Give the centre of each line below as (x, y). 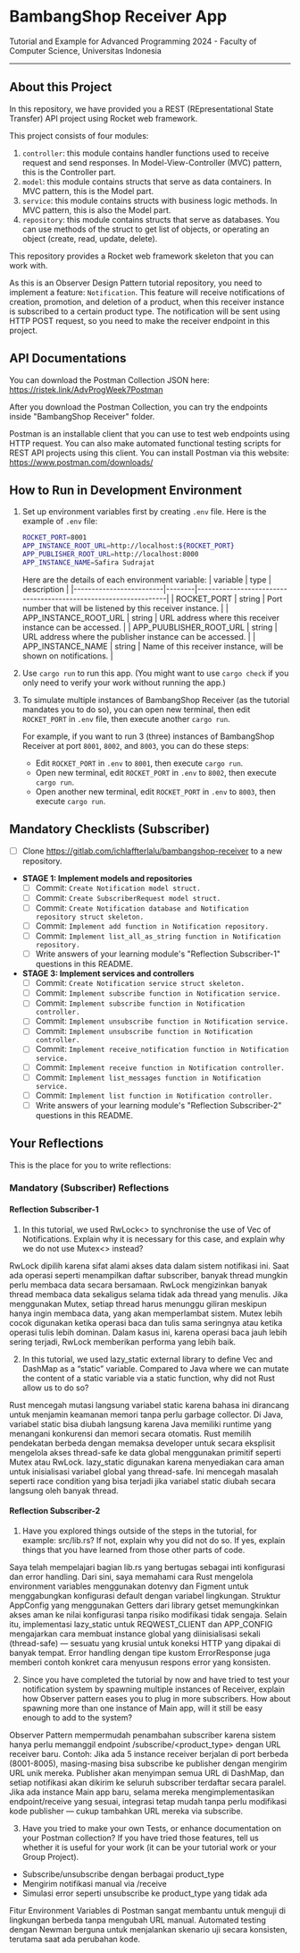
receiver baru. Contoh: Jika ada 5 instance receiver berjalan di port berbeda (149, 1753)
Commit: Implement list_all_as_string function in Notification (158, 936)
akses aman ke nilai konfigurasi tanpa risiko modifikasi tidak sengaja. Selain (148, 1614)
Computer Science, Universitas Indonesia (86, 50)
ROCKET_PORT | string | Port (229, 599)
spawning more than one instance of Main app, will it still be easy (142, 1708)
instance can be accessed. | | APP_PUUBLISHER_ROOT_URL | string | (150, 627)
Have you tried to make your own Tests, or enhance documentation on (151, 1828)
